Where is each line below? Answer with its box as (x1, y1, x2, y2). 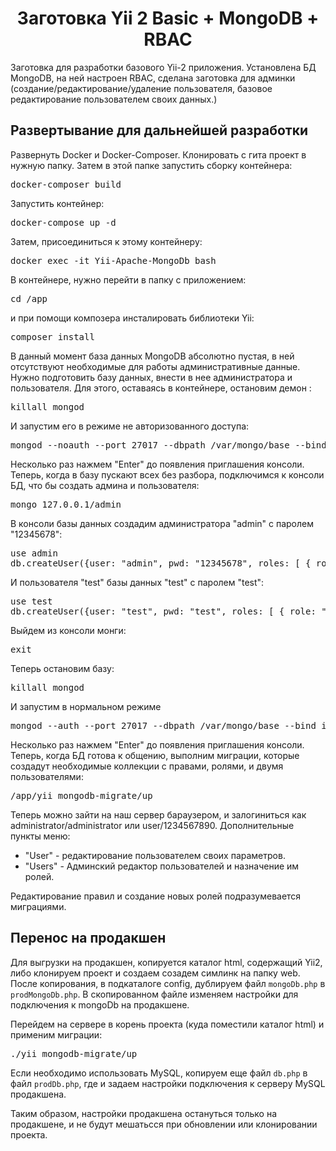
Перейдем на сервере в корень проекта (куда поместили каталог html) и (10, 1018, 325, 1030)
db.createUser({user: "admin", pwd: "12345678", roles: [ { (10, 557, 312, 569)
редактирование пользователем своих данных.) (10, 93, 218, 105)
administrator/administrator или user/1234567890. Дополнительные (10, 819, 295, 831)
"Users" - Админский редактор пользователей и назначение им (24, 860, 300, 872)
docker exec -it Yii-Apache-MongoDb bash (10, 255, 217, 266)
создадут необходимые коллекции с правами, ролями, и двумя (10, 760, 284, 772)
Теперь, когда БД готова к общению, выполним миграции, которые (10, 749, 300, 761)
